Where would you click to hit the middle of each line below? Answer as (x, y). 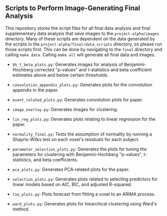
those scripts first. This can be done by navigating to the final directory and (84, 49)
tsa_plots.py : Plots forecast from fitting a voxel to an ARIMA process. (84, 194)
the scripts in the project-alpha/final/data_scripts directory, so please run (83, 44)
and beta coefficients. (56, 159)
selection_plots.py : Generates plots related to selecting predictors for (85, 179)
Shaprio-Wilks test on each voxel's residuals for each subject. (76, 139)
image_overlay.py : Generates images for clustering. (65, 109)
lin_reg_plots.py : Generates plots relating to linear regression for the (84, 119)
